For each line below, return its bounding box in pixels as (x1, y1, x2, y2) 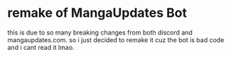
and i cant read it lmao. (7, 43, 75, 51)
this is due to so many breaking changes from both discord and (7, 28, 193, 37)
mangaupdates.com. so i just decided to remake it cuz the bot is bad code (7, 35, 225, 44)
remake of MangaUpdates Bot (7, 5, 187, 21)
